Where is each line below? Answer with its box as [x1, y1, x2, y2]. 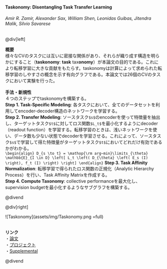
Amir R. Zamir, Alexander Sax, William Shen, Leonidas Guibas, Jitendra [5, 15, 152, 21]
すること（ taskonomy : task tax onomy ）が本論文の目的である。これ [14, 59, 155, 65]
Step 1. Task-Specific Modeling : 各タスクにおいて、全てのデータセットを [5, 101, 156, 107]
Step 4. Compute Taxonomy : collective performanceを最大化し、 [5, 178, 141, 184]
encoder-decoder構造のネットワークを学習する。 [18, 108, 120, 114]
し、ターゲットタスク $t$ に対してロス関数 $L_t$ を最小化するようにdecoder [5, 120, 159, 126]
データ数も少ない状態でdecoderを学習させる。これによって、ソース [13, 133, 153, 139]
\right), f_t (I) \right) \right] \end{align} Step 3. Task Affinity [5, 160, 148, 166]
